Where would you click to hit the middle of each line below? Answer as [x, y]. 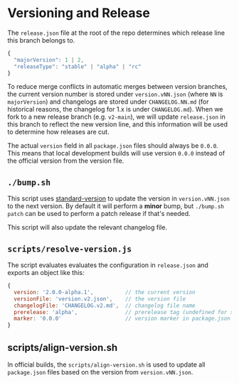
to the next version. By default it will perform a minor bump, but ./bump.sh [116, 206]
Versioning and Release [79, 13]
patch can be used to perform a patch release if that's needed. [99, 214]
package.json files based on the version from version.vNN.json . [100, 372]
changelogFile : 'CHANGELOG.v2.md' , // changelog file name [105, 306]
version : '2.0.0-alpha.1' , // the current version [105, 292]
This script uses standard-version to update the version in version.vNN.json [118, 199]
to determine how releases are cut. [58, 132]
